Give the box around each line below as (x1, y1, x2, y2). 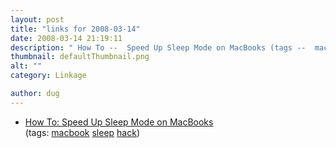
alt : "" (10, 61, 43, 71)
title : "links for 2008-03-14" (10, 24, 141, 34)
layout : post (10, 14, 65, 25)
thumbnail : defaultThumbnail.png (10, 52, 150, 62)
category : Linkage (10, 71, 87, 81)
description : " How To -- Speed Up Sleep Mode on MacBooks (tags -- (10, 42, 307, 53)
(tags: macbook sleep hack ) (24, 126, 141, 138)
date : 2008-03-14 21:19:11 (10, 33, 123, 43)
